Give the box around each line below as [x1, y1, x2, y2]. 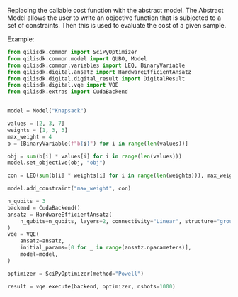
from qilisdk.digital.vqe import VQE [7, 82, 119, 89]
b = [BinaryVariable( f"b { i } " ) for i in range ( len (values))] [7, 140, 189, 147]
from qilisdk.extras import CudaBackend [7, 88, 129, 95]
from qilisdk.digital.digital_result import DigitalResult [7, 75, 186, 82]
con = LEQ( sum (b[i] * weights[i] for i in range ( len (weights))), [7, 172, 204, 180]
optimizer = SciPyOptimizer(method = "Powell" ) [7, 270, 144, 277]
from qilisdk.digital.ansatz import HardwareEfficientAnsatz [7, 68, 192, 75]
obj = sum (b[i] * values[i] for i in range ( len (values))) [7, 153, 182, 160]
